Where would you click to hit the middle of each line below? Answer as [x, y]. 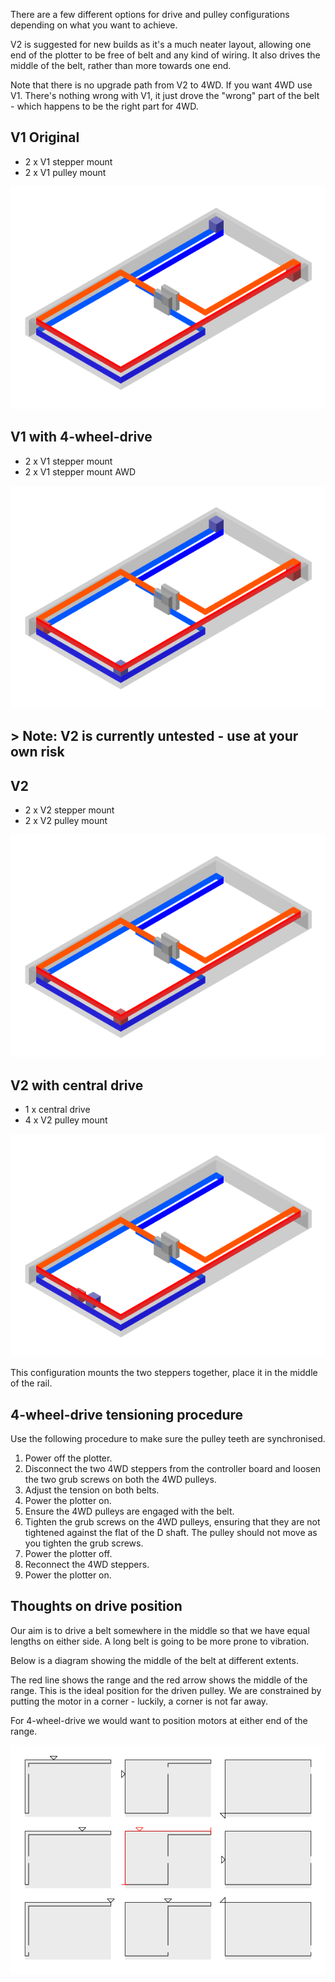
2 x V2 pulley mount [66, 821]
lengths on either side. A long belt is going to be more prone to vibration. [160, 1641]
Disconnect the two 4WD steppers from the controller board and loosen [173, 1469]
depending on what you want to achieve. [94, 25]
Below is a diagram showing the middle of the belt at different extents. [154, 1660]
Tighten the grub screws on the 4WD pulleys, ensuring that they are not [172, 1522]
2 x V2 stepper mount [69, 810]
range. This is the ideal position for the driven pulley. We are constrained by [166, 1690]
